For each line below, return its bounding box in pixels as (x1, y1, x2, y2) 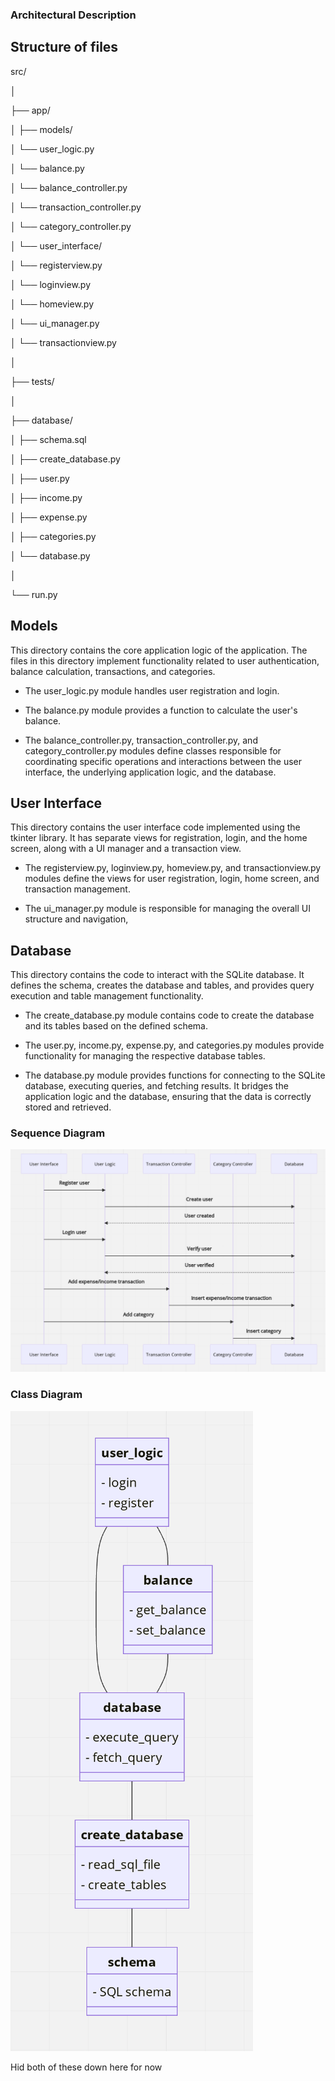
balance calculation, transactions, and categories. (10, 665, 216, 677)
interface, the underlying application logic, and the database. (24, 766, 277, 778)
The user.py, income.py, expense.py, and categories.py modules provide (24, 1039, 325, 1052)
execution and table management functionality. (10, 990, 204, 1002)
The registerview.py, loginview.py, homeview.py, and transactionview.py (24, 862, 322, 874)
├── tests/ (10, 375, 55, 387)
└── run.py (10, 588, 58, 600)
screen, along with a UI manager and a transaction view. (10, 843, 242, 855)
